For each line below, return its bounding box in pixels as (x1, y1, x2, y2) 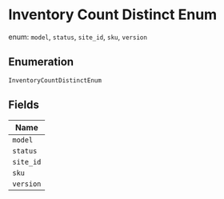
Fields (8, 98, 40, 112)
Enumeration (8, 55, 74, 69)
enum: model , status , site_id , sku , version (8, 32, 148, 42)
